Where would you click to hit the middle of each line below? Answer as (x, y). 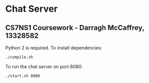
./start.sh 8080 (23, 76)
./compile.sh (19, 57)
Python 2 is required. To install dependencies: (54, 48)
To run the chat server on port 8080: (44, 66)
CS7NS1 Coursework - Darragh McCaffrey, (75, 28)
